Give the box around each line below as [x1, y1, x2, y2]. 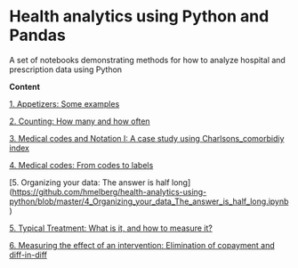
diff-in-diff [9, 249, 47, 260]
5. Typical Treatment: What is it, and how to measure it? [9, 223, 213, 233]
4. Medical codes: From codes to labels [9, 159, 154, 170]
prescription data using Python [9, 64, 123, 75]
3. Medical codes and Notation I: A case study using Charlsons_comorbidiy [9, 133, 285, 143]
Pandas [9, 25, 67, 45]
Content [9, 81, 40, 92]
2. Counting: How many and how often [9, 116, 150, 126]
